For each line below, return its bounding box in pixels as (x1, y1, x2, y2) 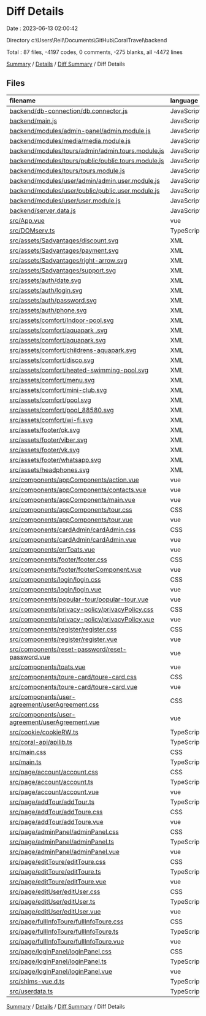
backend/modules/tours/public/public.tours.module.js (9, 156, 164, 165)
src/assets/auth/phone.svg (9, 306, 87, 314)
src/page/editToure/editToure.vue (9, 877, 107, 886)
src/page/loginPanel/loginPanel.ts (9, 957, 107, 966)
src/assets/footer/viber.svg (9, 436, 88, 444)
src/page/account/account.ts (9, 777, 94, 786)
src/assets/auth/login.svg (9, 286, 83, 294)
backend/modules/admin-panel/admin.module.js (9, 126, 151, 135)
